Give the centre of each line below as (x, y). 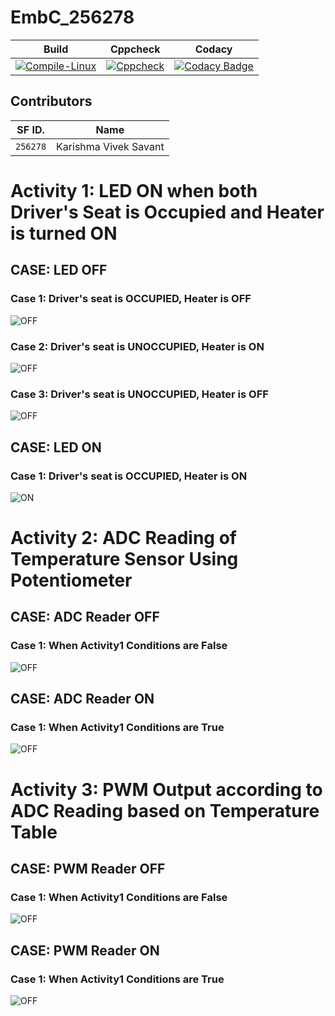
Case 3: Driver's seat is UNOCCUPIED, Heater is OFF (139, 394)
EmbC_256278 (72, 17)
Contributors (51, 101)
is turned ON (64, 233)
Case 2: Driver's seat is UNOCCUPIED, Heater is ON (137, 346)
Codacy (213, 49)
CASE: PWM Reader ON (85, 950)
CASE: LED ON (56, 447)
